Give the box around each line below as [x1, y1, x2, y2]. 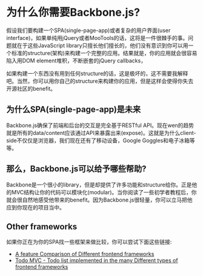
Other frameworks [6, 222, 78, 232]
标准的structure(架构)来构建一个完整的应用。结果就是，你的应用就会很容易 [11, 49, 198, 56]
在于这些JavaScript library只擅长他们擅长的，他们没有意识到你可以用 [16, 42, 189, 49]
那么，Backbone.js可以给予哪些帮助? [6, 164, 147, 174]
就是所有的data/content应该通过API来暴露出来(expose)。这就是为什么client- [6, 129, 196, 136]
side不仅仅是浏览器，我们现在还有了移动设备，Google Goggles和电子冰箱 [6, 137, 190, 144]
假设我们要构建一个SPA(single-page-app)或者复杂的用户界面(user [6, 27, 171, 34]
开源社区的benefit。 [6, 85, 56, 92]
